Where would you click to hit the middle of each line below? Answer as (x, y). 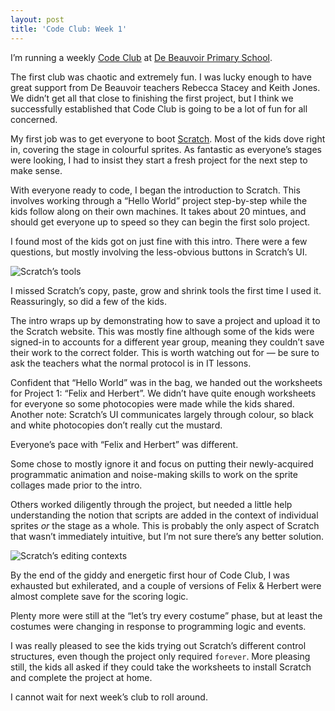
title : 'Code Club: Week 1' (69, 29)
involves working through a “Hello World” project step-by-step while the (159, 200)
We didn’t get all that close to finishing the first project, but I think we (152, 98)
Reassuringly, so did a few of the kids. (88, 301)
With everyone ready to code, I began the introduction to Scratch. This (155, 190)
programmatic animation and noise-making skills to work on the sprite (154, 474)
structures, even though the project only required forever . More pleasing (160, 656)
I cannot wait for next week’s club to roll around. (109, 697)
